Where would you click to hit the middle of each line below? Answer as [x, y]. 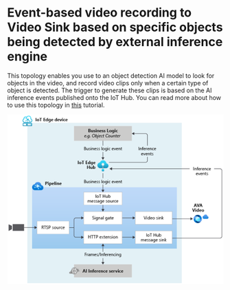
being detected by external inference [115, 42]
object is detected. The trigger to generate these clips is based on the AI [110, 90]
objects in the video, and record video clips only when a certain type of [108, 83]
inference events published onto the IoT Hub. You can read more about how [114, 97]
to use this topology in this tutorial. [56, 105]
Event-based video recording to [100, 13]
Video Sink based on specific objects [115, 27]
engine [27, 57]
